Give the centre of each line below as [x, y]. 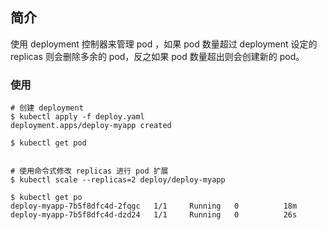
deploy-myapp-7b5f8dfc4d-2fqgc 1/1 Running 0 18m [154, 206]
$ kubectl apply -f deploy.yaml [77, 117]
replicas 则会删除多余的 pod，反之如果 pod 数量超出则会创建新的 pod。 [157, 56]
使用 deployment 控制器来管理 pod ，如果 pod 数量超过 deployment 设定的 [164, 44]
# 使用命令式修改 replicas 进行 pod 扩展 [89, 171]
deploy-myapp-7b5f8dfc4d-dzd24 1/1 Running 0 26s [154, 215]
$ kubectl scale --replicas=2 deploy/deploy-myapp [118, 180]
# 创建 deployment [47, 108]
